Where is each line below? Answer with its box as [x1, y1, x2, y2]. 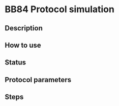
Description [5, 24, 43, 32]
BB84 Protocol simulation [5, 4, 115, 15]
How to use [5, 41, 41, 49]
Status [5, 58, 26, 67]
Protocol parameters [5, 75, 72, 84]
